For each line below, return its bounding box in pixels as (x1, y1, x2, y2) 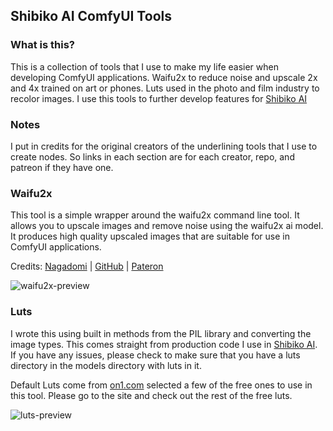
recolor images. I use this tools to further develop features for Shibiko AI (10, 92, 308, 104)
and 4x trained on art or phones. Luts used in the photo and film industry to (10, 82, 320, 94)
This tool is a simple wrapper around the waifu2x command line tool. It (10, 209, 300, 221)
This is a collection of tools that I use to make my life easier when (10, 60, 279, 73)
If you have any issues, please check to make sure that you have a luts (10, 349, 301, 361)
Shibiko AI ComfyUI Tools (10, 8, 172, 25)
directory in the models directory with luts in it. (10, 359, 202, 371)
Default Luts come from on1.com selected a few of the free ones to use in (10, 379, 313, 391)
